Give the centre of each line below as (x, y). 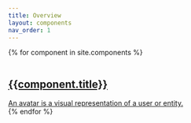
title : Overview (35, 15)
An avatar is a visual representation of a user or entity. (95, 103)
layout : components (40, 23)
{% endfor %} (31, 112)
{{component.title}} (58, 84)
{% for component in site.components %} (75, 53)
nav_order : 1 (29, 30)
